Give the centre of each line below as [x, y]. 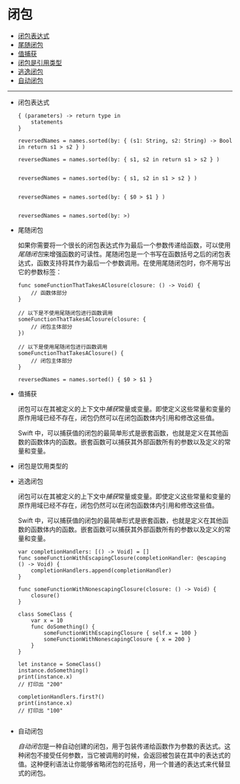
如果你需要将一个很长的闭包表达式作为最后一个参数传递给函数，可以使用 [124, 245]
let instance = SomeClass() [59, 664]
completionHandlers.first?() [61, 697]
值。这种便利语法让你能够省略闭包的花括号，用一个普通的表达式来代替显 [124, 764]
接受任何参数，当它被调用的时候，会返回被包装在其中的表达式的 [136, 755]
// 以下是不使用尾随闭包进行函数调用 [65, 313]
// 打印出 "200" [40, 684]
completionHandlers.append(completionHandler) [101, 571]
